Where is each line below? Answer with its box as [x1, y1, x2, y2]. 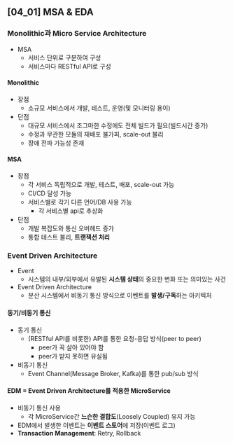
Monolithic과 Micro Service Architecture [7, 29, 147, 39]
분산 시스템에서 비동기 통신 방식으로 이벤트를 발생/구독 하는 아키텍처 [27, 291, 212, 300]
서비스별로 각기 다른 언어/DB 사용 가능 [27, 198, 132, 207]
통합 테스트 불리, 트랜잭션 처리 [27, 233, 111, 242]
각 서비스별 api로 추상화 [38, 207, 104, 215]
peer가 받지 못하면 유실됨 [38, 352, 108, 360]
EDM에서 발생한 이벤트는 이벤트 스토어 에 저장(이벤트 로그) [17, 421, 176, 429]
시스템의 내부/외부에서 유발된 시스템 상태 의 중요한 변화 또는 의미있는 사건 [27, 275, 226, 284]
